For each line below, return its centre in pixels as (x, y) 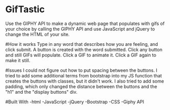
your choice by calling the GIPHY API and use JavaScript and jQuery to (80, 29)
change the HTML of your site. (38, 34)
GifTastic (25, 9)
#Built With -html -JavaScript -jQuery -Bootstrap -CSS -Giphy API (75, 102)
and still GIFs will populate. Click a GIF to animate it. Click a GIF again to (81, 55)
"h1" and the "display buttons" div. (41, 92)
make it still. (18, 60)
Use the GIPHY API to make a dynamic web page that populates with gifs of (85, 23)
